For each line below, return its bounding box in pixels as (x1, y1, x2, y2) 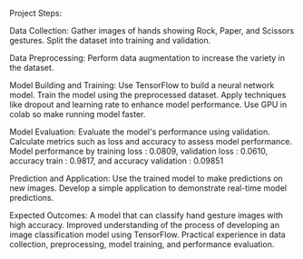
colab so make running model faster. (9, 109, 146, 119)
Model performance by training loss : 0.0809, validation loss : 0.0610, (9, 145, 269, 156)
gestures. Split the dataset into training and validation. (9, 35, 211, 45)
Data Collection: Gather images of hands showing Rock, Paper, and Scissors (9, 25, 295, 35)
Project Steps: (9, 8, 63, 18)
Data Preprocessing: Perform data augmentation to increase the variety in (9, 53, 286, 63)
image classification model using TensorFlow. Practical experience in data (9, 229, 286, 240)
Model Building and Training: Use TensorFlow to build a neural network (9, 80, 275, 90)
